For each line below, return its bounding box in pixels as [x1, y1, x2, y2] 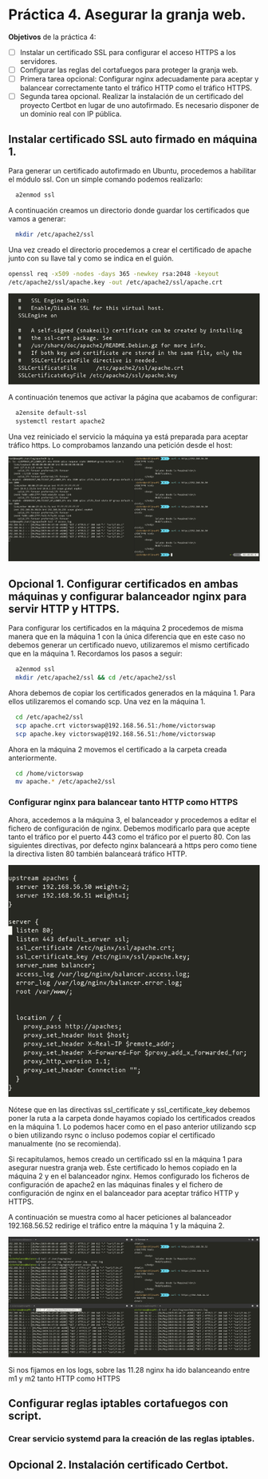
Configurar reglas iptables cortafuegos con [8, 1397, 229, 1410]
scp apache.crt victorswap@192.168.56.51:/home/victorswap [15, 721, 216, 729]
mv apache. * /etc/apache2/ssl [15, 778, 116, 786]
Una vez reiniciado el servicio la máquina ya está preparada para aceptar [8, 432, 249, 441]
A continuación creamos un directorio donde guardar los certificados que [8, 205, 250, 215]
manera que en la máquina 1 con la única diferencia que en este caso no [8, 632, 246, 641]
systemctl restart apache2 [15, 417, 105, 425]
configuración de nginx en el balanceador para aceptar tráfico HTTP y [8, 1189, 239, 1198]
